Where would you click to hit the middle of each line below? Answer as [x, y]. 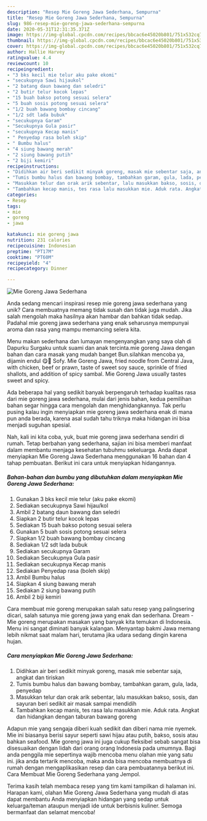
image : [15, 35]
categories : [22, 195]
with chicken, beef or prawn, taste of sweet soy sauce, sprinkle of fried [97, 368]
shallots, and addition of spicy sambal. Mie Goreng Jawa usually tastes [97, 374]
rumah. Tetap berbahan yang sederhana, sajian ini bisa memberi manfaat [100, 443]
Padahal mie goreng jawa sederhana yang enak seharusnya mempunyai [98, 323]
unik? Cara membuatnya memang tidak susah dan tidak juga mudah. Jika [100, 310]
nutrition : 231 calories [39, 240]
